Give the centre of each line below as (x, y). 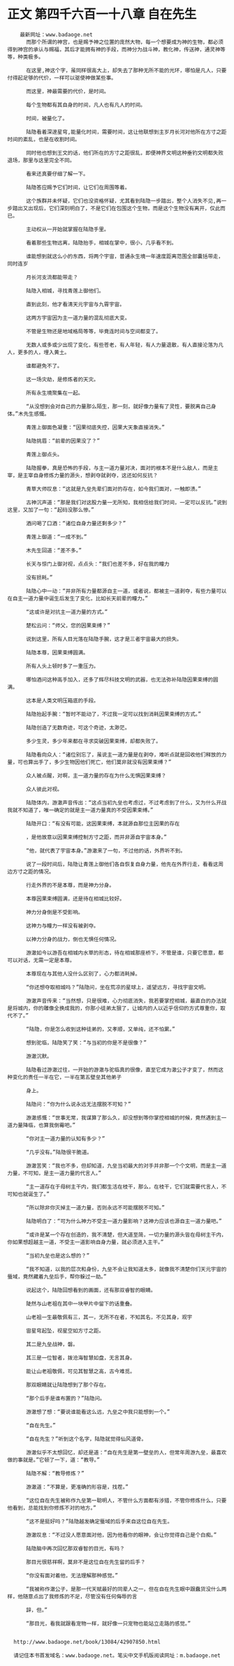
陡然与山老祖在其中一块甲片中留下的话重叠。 (80, 1304)
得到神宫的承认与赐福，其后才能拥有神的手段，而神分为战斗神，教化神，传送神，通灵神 (114, 50)
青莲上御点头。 (44, 455)
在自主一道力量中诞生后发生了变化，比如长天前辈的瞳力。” (78, 598)
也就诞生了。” (34, 1194)
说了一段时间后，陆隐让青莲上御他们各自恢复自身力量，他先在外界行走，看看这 (122, 864)
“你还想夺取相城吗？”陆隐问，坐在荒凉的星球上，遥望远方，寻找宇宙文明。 (117, 987)
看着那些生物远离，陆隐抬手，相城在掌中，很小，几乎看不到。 (101, 243)
